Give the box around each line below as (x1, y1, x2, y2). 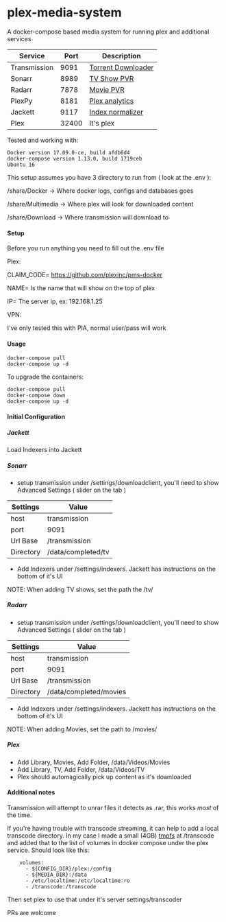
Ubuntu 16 (7, 161, 36, 168)
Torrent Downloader (88, 62, 154, 72)
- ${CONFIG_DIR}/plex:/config (25, 866, 112, 873)
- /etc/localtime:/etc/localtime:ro (25, 877, 130, 884)
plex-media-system (7, 5, 122, 21)
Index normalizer (88, 107, 144, 117)
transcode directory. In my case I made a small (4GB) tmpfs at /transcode (7, 831, 214, 840)
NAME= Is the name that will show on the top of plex (7, 284, 155, 292)
